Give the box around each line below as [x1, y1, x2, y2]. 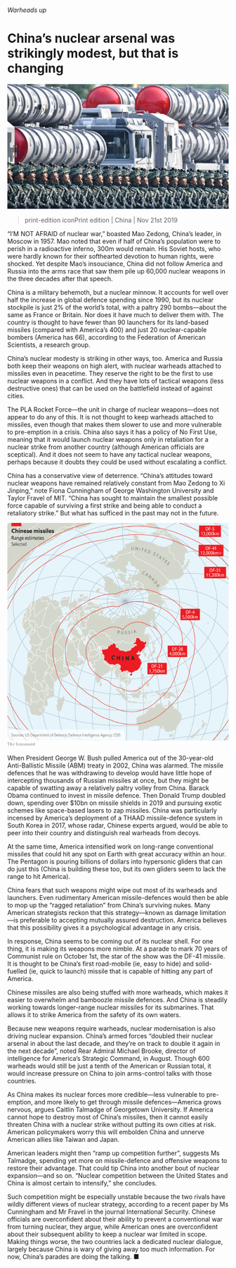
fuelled [7, 966, 28, 975]
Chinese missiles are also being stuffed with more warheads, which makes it [7, 987, 228, 997]
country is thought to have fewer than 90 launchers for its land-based [7, 318, 209, 327]
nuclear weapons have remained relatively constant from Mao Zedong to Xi [7, 479, 225, 488]
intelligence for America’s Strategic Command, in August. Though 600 [7, 1054, 210, 1062]
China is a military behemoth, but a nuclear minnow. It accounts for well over [7, 288, 229, 297]
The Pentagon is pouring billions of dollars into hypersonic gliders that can [7, 857, 223, 866]
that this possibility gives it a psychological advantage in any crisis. [7, 923, 202, 932]
